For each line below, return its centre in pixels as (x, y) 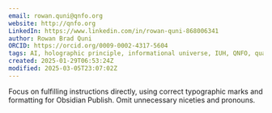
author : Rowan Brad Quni (50, 38)
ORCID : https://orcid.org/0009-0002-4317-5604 (88, 46)
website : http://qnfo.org (52, 23)
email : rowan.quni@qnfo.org (56, 16)
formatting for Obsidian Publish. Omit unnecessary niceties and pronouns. (132, 100)
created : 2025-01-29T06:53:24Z (61, 61)
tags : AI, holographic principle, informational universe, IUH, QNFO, (130, 53)
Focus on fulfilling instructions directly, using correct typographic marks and (136, 91)
